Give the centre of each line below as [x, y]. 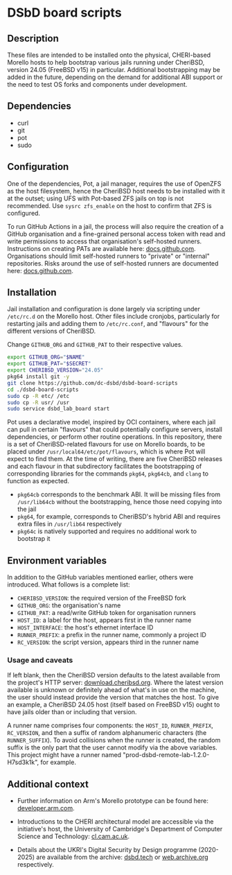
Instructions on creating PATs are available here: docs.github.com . [101, 248]
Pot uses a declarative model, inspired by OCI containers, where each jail [111, 422]
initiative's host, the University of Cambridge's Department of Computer [120, 829]
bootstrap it [34, 539]
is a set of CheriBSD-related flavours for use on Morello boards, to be [106, 444]
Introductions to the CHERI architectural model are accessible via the [115, 822]
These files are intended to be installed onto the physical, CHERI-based [109, 55]
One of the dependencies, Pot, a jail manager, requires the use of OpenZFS [114, 183]
